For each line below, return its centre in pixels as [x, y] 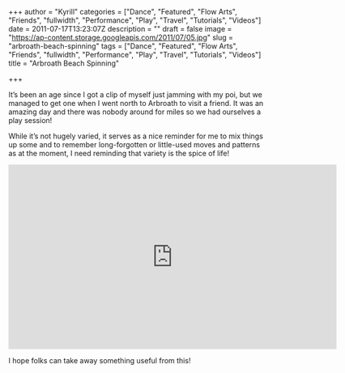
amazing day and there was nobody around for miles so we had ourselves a [135, 112]
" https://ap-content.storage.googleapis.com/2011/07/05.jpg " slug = [121, 37]
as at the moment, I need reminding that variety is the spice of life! [119, 153]
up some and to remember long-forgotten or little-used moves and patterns [134, 144]
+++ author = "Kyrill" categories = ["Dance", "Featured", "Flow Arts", [123, 12]
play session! [30, 120]
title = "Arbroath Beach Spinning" [64, 63]
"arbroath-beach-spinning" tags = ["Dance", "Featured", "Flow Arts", [123, 46]
